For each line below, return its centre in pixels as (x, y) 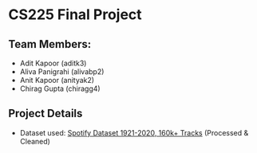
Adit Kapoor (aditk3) (53, 63)
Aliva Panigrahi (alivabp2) (62, 72)
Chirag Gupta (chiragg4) (60, 88)
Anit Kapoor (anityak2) (57, 80)
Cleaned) (35, 141)
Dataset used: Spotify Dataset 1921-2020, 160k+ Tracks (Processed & (134, 132)
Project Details (45, 114)
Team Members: (50, 44)
